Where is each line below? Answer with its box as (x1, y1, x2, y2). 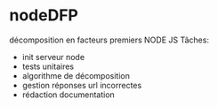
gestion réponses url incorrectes (21, 80, 142, 90)
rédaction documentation (21, 89, 116, 100)
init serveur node (21, 51, 85, 62)
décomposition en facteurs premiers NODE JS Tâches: (9, 34, 209, 45)
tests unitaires (21, 61, 74, 72)
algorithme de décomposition (21, 70, 131, 80)
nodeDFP (9, 5, 78, 26)
